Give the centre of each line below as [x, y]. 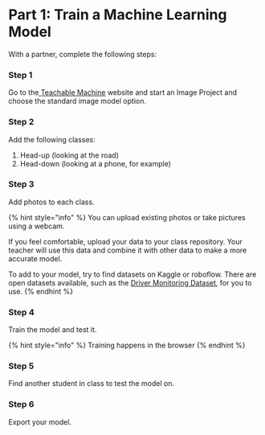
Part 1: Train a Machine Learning [118, 15]
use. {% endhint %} [41, 291]
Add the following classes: [52, 139]
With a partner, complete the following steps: [83, 54]
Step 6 [21, 404]
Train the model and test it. [53, 330]
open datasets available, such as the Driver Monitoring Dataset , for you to [130, 282]
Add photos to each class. [51, 202]
